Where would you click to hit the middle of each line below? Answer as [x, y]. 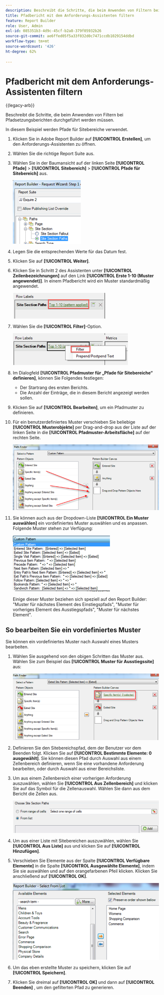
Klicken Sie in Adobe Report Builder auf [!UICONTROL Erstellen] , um [82, 139]
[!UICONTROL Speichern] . [39, 973]
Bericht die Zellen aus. [35, 794]
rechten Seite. [27, 438]
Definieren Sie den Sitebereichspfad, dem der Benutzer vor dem [77, 748]
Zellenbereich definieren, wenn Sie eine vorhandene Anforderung [78, 764]
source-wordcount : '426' [31, 46]
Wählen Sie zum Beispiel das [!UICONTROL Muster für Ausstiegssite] [83, 662]
